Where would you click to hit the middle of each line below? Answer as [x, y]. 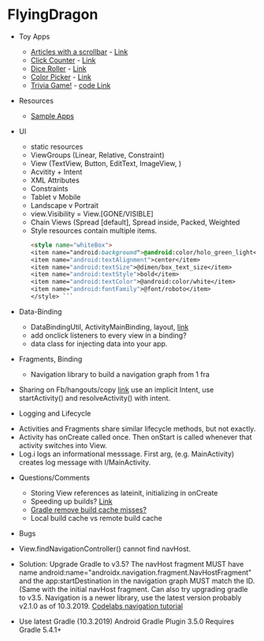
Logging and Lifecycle [55, 413]
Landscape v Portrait [65, 205]
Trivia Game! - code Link [71, 85]
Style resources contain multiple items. [94, 230]
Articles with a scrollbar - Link [79, 51]
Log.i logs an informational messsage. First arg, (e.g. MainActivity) [126, 454]
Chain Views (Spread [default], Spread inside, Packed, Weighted [135, 222]
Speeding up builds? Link [71, 501]
